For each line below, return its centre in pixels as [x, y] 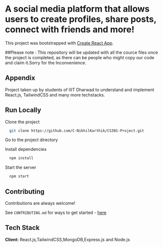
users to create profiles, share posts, [81, 19]
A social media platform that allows [77, 9]
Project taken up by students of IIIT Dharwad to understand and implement [80, 90]
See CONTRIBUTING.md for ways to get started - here [56, 213]
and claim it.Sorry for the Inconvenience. [46, 63]
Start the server [21, 167]
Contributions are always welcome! [40, 203]
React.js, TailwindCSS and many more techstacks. [55, 95]
